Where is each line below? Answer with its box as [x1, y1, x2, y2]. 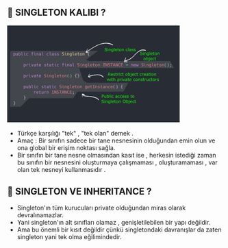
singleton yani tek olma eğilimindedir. [16, 233, 122, 241]
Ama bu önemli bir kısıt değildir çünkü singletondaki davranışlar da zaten [16, 225, 222, 234]
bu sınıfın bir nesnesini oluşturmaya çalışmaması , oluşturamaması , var [16, 158, 218, 166]
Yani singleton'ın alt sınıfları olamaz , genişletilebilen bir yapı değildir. [16, 219, 211, 227]
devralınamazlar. [16, 211, 64, 219]
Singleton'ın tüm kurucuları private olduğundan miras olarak [16, 203, 186, 212]
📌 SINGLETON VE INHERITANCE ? [7, 186, 152, 197]
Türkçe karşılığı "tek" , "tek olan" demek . [16, 129, 134, 138]
